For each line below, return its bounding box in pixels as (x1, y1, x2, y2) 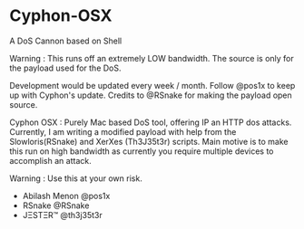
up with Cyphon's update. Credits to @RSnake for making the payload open (9, 90, 292, 100)
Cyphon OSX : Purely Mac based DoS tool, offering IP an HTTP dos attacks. (9, 117, 292, 128)
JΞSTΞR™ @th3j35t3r (22, 209, 103, 220)
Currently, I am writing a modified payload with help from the (9, 126, 237, 137)
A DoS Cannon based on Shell (9, 35, 123, 46)
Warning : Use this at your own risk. (9, 173, 142, 184)
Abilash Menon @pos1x (22, 190, 111, 201)
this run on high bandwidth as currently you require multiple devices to (9, 146, 274, 157)
